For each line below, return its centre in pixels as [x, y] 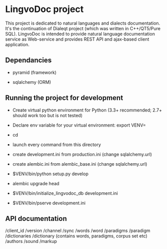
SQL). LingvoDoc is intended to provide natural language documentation [80, 34]
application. [17, 44]
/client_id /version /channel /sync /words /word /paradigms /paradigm [78, 231]
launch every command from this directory [57, 145]
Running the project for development [64, 98]
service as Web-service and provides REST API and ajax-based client [77, 39]
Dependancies [28, 60]
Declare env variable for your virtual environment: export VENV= [79, 125]
